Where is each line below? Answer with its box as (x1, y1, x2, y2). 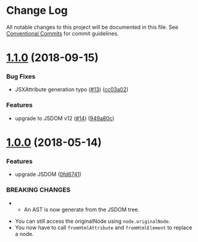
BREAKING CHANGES (6, 186, 71, 194)
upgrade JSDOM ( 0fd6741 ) (14, 171, 82, 178)
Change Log (6, 4, 68, 17)
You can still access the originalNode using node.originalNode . (14, 217, 170, 225)
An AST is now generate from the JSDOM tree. (23, 205, 140, 213)
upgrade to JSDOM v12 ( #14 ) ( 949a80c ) (14, 115, 115, 122)
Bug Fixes (6, 73, 36, 81)
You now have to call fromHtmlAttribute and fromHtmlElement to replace (14, 223, 193, 231)
